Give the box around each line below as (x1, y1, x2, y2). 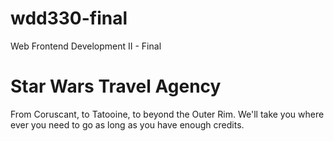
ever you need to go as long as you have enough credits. (10, 118, 245, 131)
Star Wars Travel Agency (10, 75, 222, 98)
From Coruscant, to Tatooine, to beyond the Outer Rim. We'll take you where (10, 108, 325, 120)
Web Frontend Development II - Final (10, 40, 162, 52)
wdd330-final (10, 7, 128, 30)
